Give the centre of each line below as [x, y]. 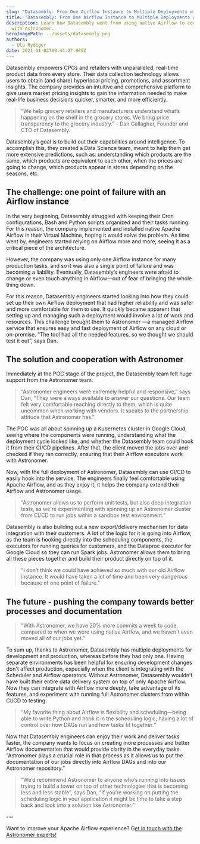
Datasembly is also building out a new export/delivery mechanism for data [97, 527]
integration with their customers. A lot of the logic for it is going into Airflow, [99, 533]
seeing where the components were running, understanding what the [91, 435]
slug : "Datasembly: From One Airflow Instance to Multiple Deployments [97, 12]
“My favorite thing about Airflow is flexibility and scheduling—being [103, 712]
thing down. [21, 285]
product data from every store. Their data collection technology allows [93, 74]
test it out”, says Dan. [32, 341]
